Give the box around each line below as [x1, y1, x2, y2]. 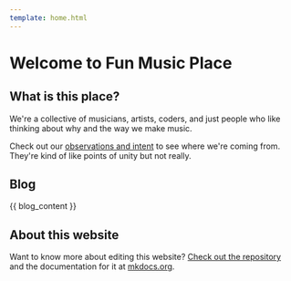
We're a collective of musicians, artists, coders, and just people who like [9, 113, 281, 124]
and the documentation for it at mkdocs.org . [9, 261, 175, 272]
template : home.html [9, 13, 88, 23]
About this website [9, 227, 120, 243]
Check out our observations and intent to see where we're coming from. [9, 140, 281, 151]
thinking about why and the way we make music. [9, 122, 193, 133]
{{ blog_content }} [9, 201, 78, 212]
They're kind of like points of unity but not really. [9, 150, 192, 161]
